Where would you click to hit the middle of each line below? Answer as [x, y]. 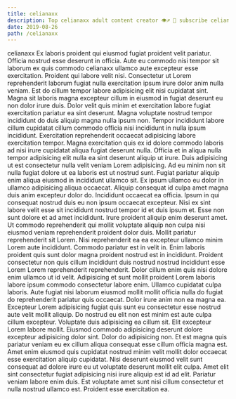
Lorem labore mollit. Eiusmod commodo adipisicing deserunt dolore [105, 329]
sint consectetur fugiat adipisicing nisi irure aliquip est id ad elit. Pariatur [112, 374]
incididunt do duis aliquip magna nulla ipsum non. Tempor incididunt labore [116, 121]
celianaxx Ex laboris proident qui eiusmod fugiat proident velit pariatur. [110, 53]
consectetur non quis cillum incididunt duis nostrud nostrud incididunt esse [116, 262]
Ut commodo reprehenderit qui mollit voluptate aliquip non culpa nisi [106, 225]
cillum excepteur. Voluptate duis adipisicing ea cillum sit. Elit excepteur [110, 322]
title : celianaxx [33, 14]
